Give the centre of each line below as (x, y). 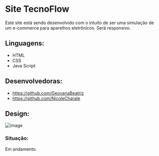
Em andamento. (21, 149)
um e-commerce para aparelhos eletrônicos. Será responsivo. (68, 28)
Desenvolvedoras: (34, 81)
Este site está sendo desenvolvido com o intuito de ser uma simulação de (79, 23)
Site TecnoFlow (37, 9)
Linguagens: (25, 44)
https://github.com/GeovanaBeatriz (48, 93)
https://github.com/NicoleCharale (46, 98)
